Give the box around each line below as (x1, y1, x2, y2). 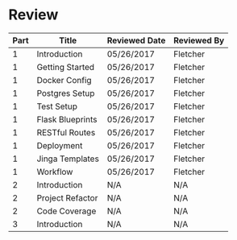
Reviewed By (173, 35, 225, 46)
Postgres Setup (36, 87, 95, 98)
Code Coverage (36, 205, 97, 217)
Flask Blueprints (36, 114, 98, 125)
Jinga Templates (36, 153, 99, 164)
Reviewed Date (106, 35, 166, 46)
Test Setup (36, 101, 78, 112)
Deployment (36, 139, 83, 151)
